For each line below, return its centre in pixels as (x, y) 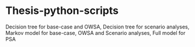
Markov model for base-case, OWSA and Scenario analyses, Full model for (95, 32)
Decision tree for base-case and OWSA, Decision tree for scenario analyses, (97, 27)
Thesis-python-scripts (62, 11)
